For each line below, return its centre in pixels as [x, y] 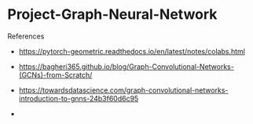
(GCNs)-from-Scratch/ [55, 75]
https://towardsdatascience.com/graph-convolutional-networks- [123, 90]
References [26, 36]
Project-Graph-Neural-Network [112, 15]
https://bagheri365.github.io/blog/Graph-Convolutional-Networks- [126, 66]
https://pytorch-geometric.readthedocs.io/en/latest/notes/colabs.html [132, 51]
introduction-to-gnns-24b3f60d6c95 [79, 98]
